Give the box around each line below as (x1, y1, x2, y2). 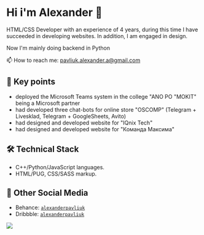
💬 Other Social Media (6, 187, 88, 198)
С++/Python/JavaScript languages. (15, 163, 104, 171)
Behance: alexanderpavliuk (15, 204, 85, 211)
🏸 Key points (6, 77, 55, 87)
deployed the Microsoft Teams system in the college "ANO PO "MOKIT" (15, 93, 197, 100)
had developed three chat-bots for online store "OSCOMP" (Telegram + (15, 106, 197, 113)
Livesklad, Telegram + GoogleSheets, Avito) (15, 112, 127, 120)
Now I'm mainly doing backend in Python (6, 44, 111, 52)
